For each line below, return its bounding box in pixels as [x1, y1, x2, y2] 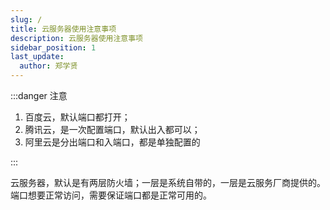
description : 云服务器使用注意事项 [10, 33, 143, 43]
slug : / [10, 14, 43, 25]
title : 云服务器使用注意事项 [10, 24, 117, 34]
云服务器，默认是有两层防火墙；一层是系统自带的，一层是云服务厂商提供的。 [10, 177, 326, 188]
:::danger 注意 [10, 90, 68, 101]
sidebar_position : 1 [10, 42, 97, 53]
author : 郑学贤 [19, 61, 78, 71]
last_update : [10, 52, 65, 62]
